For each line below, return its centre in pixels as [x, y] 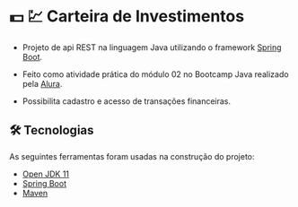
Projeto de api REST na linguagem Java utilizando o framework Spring [152, 47]
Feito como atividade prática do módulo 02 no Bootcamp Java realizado [155, 74]
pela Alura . [42, 83]
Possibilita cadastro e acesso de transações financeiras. [127, 101]
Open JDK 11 [46, 174]
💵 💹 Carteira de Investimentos [127, 17]
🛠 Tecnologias [52, 130]
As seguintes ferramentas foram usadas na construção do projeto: [132, 156]
